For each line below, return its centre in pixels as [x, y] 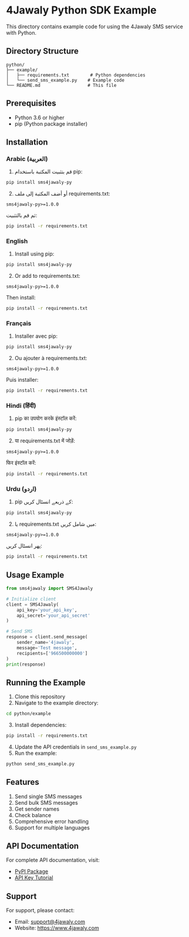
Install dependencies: [41, 725]
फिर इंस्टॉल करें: [21, 463]
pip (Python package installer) [51, 123]
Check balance [33, 815]
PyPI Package [31, 871]
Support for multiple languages [52, 827]
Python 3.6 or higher [39, 117]
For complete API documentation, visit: [53, 860]
